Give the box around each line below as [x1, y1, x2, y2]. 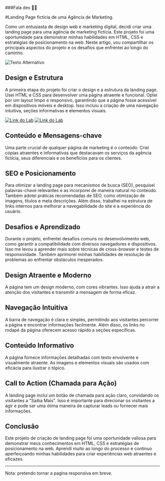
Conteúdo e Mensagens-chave [5, 131, 102, 140]
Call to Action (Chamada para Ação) [5, 379, 117, 387]
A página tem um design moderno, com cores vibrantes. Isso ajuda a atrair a [5, 284, 160, 290]
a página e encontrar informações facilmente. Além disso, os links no [5, 321, 145, 327]
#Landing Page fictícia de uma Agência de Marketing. [5, 14, 114, 20]
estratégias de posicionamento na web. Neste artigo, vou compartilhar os [5, 39, 154, 45]
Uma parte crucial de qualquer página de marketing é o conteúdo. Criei [5, 144, 149, 150]
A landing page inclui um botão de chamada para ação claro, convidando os [5, 392, 159, 398]
